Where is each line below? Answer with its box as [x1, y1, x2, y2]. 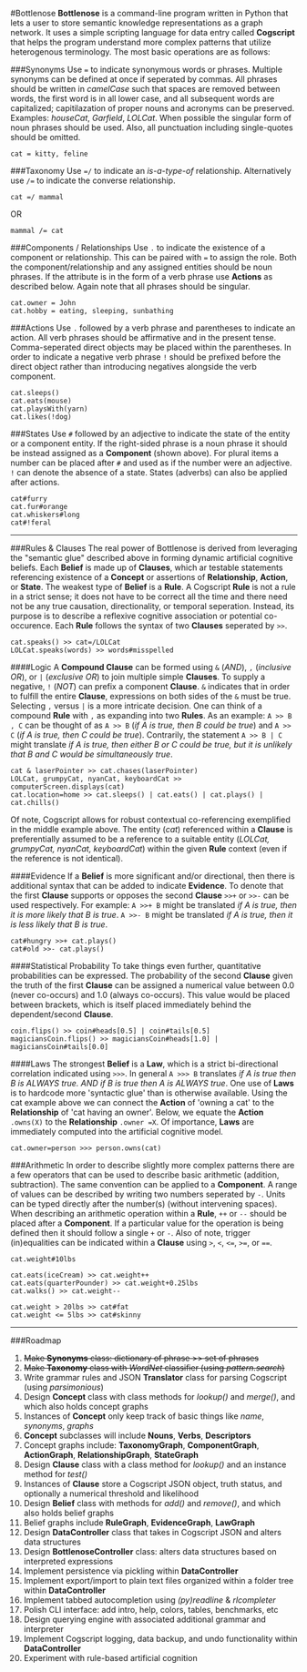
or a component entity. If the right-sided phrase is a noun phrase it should [10, 438, 288, 449]
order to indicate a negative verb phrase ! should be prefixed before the [10, 352, 281, 362]
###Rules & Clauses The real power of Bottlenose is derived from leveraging [10, 543, 298, 554]
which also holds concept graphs [23, 1402, 148, 1412]
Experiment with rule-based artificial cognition [23, 1653, 199, 1663]
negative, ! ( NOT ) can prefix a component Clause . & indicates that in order [10, 681, 291, 691]
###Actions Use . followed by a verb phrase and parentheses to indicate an [10, 322, 296, 333]
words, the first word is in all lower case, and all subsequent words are [10, 93, 275, 104]
